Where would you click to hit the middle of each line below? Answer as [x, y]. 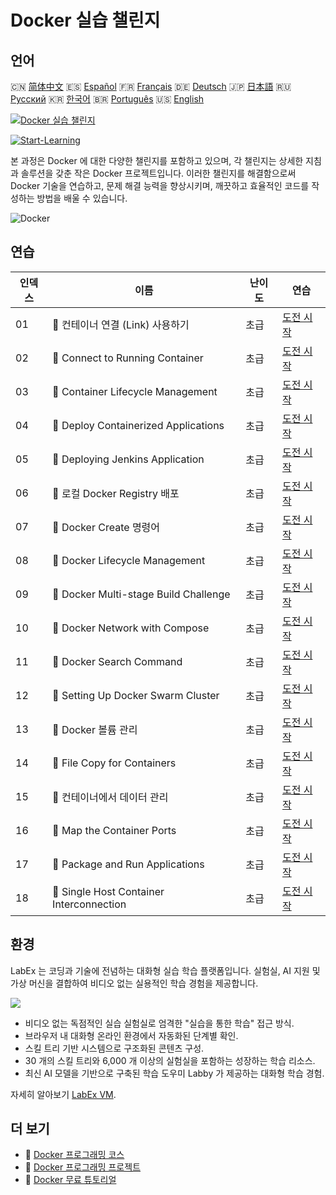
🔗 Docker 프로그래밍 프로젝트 [83, 1167]
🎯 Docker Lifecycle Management [129, 560]
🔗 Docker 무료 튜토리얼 [70, 1180]
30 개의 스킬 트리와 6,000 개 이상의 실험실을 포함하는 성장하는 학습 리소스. [170, 1060]
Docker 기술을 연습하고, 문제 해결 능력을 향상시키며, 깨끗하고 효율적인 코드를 [160, 185]
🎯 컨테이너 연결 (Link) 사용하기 [121, 324]
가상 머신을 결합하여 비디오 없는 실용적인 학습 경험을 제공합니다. [134, 983]
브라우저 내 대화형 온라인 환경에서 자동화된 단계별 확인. [131, 1035]
